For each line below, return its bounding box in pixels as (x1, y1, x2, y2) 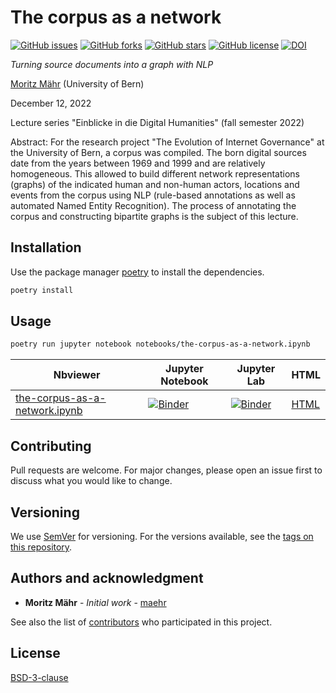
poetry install (10, 285, 74, 295)
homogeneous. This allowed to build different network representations (10, 167, 300, 180)
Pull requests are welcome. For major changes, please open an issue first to (10, 464, 323, 476)
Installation (10, 239, 82, 256)
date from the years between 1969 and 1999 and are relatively (10, 157, 266, 169)
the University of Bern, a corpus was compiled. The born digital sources (10, 146, 307, 158)
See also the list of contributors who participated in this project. (10, 616, 273, 628)
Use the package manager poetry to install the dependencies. (10, 266, 265, 278)
